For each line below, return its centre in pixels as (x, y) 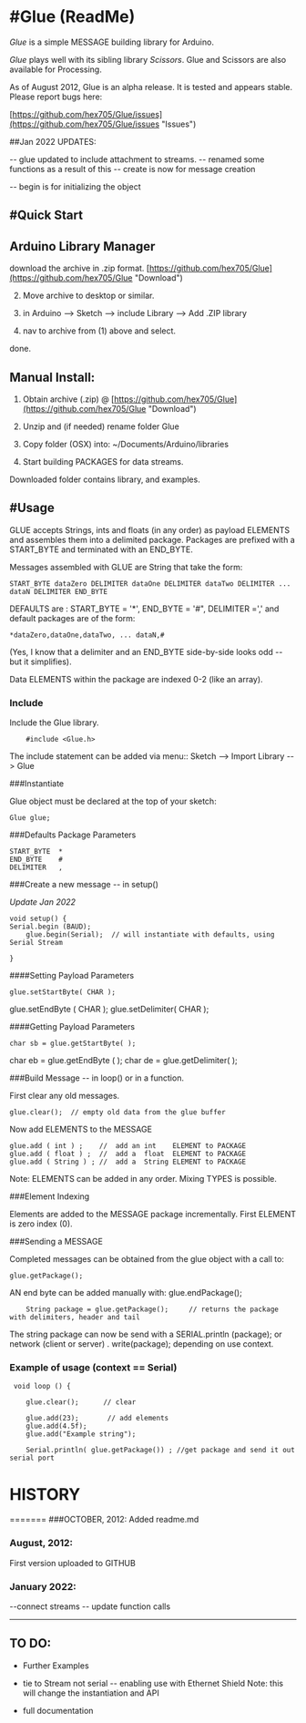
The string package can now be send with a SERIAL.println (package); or (146, 1334)
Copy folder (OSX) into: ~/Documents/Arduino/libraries (126, 444)
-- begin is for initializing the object (75, 186)
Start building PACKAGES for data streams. (103, 461)
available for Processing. (56, 69)
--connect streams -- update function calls (90, 1606)
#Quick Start (46, 215)
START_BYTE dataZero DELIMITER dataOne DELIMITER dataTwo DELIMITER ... (150, 584)
